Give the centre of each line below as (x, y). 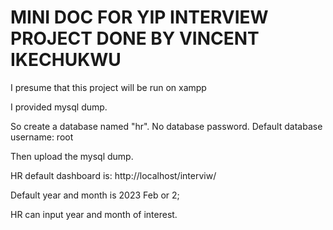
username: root (42, 137)
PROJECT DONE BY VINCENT (135, 38)
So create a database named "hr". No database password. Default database (166, 126)
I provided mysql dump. (59, 107)
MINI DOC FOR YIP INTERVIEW (139, 17)
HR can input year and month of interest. (94, 214)
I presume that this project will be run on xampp (108, 87)
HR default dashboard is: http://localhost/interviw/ (113, 175)
